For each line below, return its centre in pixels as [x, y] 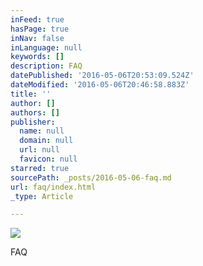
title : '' [31, 94]
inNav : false [37, 38]
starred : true [40, 168]
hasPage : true [40, 29]
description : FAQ [46, 66]
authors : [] [35, 112]
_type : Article [42, 196]
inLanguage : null [46, 47]
